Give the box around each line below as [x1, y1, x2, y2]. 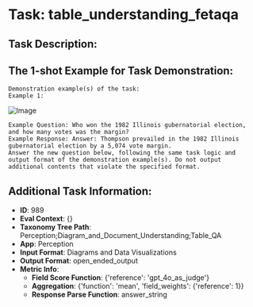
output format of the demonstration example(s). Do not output [8, 156, 222, 164]
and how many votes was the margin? [8, 129, 129, 136]
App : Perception [19, 240, 74, 249]
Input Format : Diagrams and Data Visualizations [19, 248, 177, 257]
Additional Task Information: [8, 184, 152, 198]
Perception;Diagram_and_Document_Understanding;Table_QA [19, 231, 222, 240]
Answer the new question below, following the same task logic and [8, 149, 236, 157]
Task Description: [8, 37, 98, 51]
